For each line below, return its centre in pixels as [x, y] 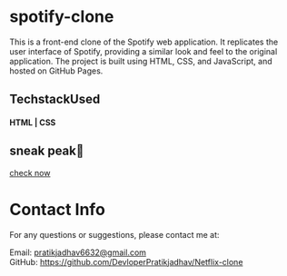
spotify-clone [62, 17]
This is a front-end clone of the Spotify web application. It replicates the [144, 42]
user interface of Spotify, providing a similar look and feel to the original [143, 51]
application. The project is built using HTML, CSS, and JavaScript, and [141, 61]
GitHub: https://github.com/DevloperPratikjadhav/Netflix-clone [126, 261]
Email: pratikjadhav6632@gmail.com [78, 252]
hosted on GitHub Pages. [56, 71]
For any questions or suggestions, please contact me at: [114, 234]
